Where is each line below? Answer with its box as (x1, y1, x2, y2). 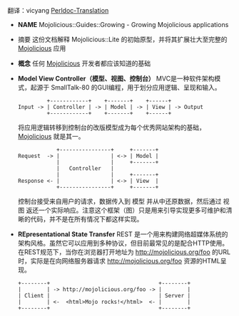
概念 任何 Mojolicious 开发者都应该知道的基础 (17, 59, 151, 68)
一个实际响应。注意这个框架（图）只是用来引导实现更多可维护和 (38, 206, 226, 214)
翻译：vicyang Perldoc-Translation (7, 6, 109, 14)
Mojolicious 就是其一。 (17, 132, 85, 140)
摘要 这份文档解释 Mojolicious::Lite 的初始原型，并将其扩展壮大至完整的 (17, 35, 228, 43)
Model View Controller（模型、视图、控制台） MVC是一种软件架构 (17, 74, 215, 83)
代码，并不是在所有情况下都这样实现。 (30, 215, 143, 223)
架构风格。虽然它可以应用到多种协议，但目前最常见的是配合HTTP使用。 (17, 239, 229, 247)
